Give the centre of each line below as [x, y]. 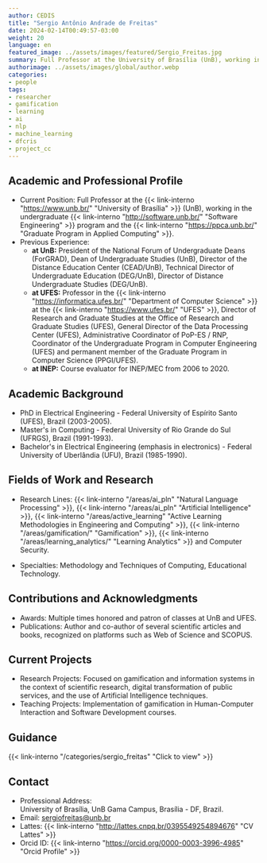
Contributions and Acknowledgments [103, 599]
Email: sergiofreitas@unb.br [65, 818]
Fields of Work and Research [81, 480]
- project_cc [30, 149]
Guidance [33, 737]
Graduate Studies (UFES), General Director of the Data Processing [140, 327]
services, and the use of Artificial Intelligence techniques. [114, 695]
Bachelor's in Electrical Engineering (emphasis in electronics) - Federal [136, 447]
